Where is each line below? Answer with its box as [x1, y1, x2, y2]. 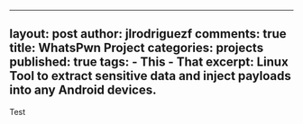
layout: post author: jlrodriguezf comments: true [9, 26, 287, 41]
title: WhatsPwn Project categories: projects [9, 40, 264, 56]
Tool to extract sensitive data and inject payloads [9, 68, 291, 84]
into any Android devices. [9, 83, 157, 98]
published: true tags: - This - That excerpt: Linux [9, 55, 289, 70]
